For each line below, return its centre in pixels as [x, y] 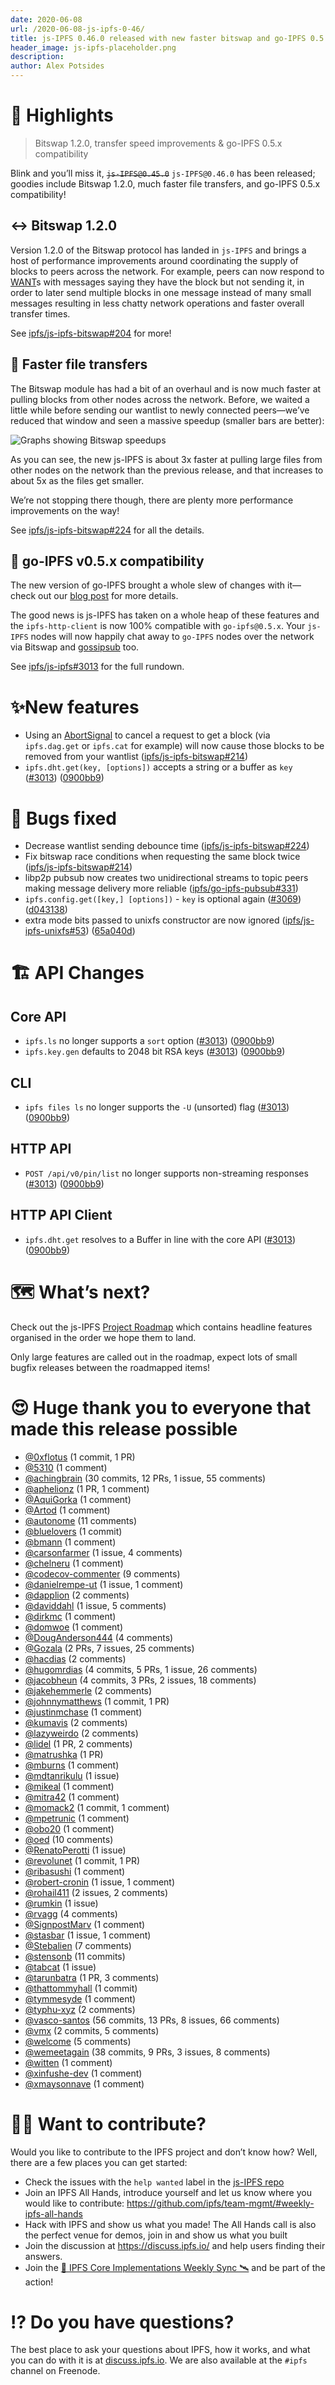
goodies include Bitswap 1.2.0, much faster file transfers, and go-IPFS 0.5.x [165, 183]
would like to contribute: [74, 2203]
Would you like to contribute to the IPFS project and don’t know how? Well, [164, 2152]
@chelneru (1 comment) [74, 1563]
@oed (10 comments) [69, 1839]
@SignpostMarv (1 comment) [85, 1924]
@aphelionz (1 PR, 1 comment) [87, 1488]
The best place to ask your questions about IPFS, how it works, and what [160, 2350]
